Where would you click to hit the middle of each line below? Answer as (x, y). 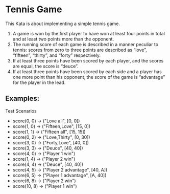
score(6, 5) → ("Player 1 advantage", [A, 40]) (59, 175)
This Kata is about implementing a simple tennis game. (63, 24)
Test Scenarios (21, 111)
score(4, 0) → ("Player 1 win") (44, 153)
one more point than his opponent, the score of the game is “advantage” (89, 77)
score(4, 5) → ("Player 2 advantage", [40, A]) (60, 169)
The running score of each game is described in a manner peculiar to (86, 44)
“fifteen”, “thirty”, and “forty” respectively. (57, 55)
